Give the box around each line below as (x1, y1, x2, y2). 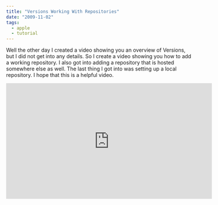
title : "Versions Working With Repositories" (6, 8, 119, 15)
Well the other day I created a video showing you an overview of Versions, (6, 46, 186, 53)
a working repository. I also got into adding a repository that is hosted (6, 59, 175, 66)
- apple (11, 25, 31, 31)
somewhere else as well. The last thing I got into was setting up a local (6, 65, 177, 72)
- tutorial (11, 31, 38, 36)
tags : (6, 19, 19, 25)
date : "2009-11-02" (6, 14, 54, 20)
